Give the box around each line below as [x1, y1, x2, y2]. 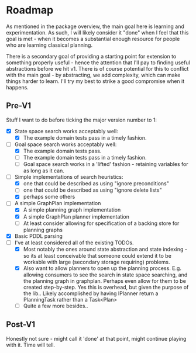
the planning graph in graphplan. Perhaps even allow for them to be [23, 277, 186, 284]
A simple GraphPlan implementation [14, 200, 101, 207]
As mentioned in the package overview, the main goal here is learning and [6, 23, 184, 30]
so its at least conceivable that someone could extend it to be [23, 252, 171, 259]
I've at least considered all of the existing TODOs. [14, 239, 134, 246]
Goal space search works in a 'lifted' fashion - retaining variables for [23, 161, 188, 168]
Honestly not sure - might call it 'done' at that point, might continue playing [6, 335, 187, 342]
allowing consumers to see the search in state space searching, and [23, 271, 188, 278]
